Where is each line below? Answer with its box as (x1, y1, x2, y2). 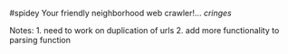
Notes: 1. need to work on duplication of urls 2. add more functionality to (9, 25, 280, 35)
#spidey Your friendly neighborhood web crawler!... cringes (9, 8, 233, 18)
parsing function (9, 35, 71, 45)
